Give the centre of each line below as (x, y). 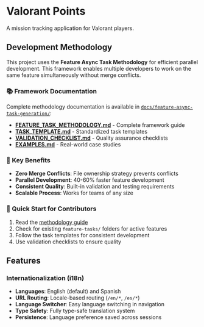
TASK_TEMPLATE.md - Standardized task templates (81, 132)
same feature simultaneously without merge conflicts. (74, 75)
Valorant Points (46, 11)
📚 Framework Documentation (52, 91)
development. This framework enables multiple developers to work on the (99, 68)
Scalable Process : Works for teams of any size (74, 193)
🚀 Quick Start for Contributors (51, 209)
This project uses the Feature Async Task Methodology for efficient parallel (102, 62)
